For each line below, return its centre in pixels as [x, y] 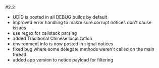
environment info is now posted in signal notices [63, 44]
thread [19, 54]
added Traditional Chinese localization [52, 38]
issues [19, 28]
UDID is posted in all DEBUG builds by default [60, 17]
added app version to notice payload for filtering [63, 60]
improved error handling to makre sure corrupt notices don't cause [82, 22]
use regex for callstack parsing [45, 33]
